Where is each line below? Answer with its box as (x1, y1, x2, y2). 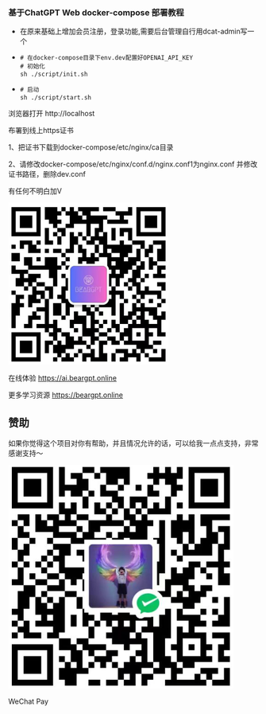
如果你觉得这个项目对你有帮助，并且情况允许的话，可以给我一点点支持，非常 (8, 439, 259, 448)
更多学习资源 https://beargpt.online (8, 390, 123, 400)
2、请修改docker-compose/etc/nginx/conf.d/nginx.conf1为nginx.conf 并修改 (8, 159, 258, 169)
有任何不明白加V (8, 186, 62, 196)
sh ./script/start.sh (19, 94, 91, 102)
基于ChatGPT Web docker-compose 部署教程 (8, 6, 184, 18)
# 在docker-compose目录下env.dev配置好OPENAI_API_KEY (19, 54, 193, 62)
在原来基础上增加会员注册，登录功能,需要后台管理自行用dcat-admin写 (19, 26, 248, 37)
